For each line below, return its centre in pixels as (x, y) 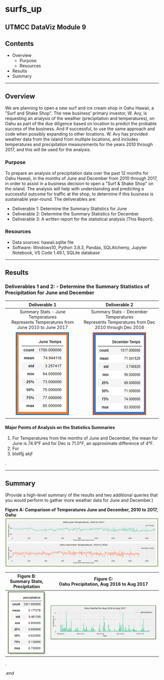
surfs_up (23, 9)
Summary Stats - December (119, 312)
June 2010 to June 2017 (42, 328)
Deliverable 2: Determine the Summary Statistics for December (75, 213)
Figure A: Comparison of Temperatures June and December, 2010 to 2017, (82, 510)
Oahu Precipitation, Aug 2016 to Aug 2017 (103, 584)
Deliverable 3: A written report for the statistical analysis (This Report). (83, 219)
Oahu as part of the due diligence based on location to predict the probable (81, 124)
